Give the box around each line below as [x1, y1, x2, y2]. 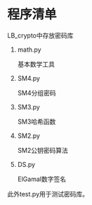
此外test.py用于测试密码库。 [7, 189, 89, 198]
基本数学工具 [17, 59, 55, 68]
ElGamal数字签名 [17, 175, 67, 183]
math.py [17, 45, 41, 54]
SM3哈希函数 [17, 117, 56, 126]
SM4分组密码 [17, 88, 56, 97]
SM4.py [17, 74, 41, 82]
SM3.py [17, 102, 40, 111]
